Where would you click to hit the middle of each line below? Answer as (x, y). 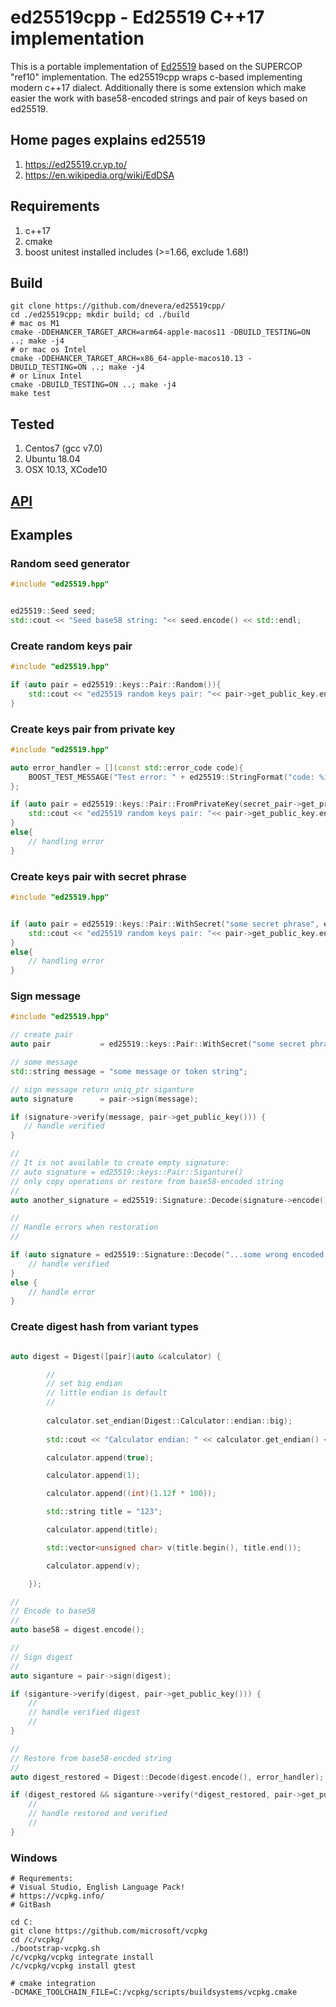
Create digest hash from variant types (104, 1327)
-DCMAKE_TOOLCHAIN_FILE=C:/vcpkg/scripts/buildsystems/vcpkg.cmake (154, 1992)
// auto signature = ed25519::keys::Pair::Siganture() (127, 1172)
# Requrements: (42, 1879)
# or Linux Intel (46, 376)
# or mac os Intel (48, 350)
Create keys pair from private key (93, 729)
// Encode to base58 (53, 1611)
